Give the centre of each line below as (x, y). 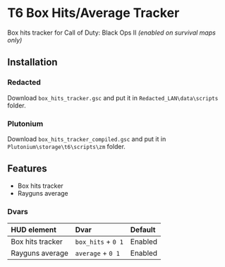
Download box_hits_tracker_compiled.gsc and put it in (87, 138)
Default (143, 230)
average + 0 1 (97, 254)
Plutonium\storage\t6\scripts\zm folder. (66, 146)
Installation (32, 63)
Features (27, 168)
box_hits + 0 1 (99, 242)
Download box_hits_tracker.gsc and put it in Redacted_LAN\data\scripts (113, 97)
